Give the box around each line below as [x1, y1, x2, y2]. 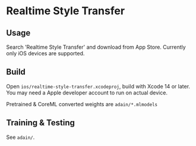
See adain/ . [6, 134, 35, 141]
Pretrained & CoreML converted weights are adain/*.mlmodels [6, 100, 158, 107]
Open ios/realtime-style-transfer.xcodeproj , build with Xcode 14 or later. [6, 82, 191, 90]
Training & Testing [6, 118, 75, 128]
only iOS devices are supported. [6, 50, 85, 57]
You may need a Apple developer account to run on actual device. [6, 89, 168, 96]
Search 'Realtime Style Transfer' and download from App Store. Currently [6, 43, 186, 50]
